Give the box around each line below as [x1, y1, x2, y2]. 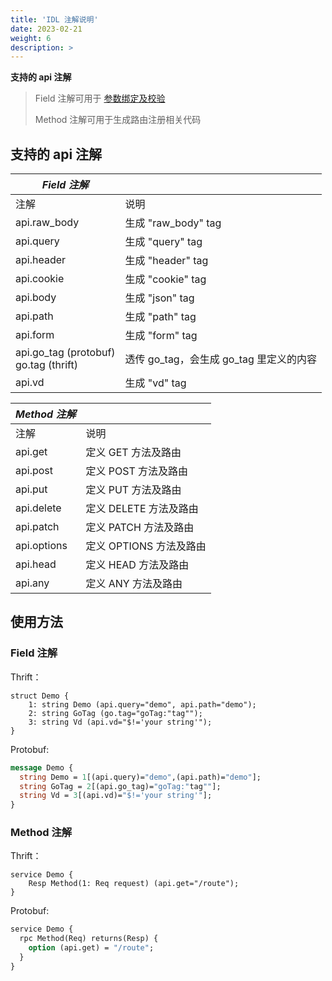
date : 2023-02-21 [10, 24, 83, 34]
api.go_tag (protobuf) [15, 346, 116, 360]
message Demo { [10, 762, 74, 773]
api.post [15, 464, 54, 478]
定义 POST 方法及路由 [85, 464, 189, 478]
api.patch [15, 520, 60, 534]
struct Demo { [10, 691, 70, 701]
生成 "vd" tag [124, 376, 187, 390]
